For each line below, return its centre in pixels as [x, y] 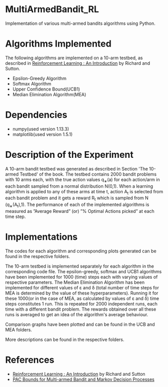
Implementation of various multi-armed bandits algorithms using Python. [80, 23]
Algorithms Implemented [58, 44]
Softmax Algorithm [32, 83]
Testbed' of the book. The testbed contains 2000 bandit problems [88, 174]
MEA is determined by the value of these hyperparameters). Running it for [82, 293]
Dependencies [36, 115]
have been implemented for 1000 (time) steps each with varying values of [81, 277]
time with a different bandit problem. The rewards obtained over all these [81, 309]
